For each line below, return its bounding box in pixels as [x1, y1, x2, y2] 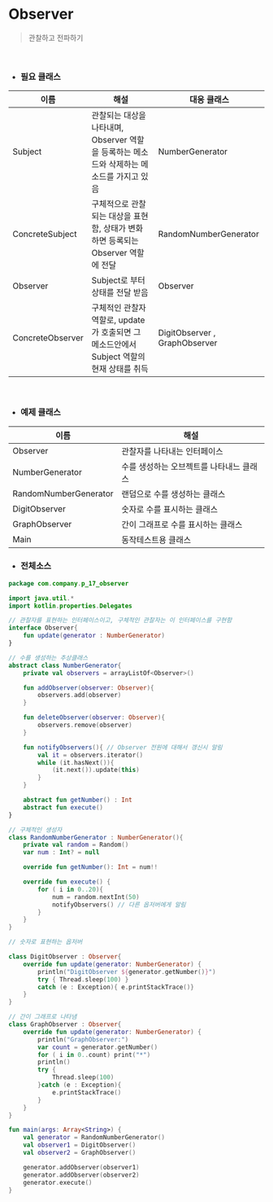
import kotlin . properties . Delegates [8, 602, 132, 610]
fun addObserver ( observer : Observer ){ [23, 683, 154, 692]
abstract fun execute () [23, 803, 104, 811]
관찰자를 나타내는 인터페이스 [121, 445, 223, 457]
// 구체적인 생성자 [8, 826, 63, 834]
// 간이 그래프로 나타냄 [8, 1013, 77, 1021]
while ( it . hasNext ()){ [37, 758, 115, 766]
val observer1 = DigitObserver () [23, 1141, 136, 1149]
